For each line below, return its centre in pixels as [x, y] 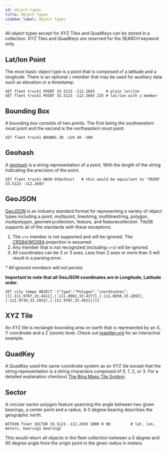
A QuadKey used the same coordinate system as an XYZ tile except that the [83, 366]
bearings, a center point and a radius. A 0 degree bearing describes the [79, 410]
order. [12, 282]
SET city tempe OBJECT [29, 292]
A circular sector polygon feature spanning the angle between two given [79, 405]
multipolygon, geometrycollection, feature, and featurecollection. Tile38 [79, 222]
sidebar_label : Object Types [35, 19]
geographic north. [24, 415]
